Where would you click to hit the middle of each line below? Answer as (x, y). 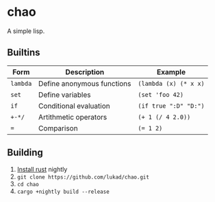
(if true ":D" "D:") (171, 106)
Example (171, 71)
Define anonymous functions (85, 83)
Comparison (58, 128)
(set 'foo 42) (161, 94)
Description (85, 71)
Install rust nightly (42, 169)
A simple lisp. (26, 31)
